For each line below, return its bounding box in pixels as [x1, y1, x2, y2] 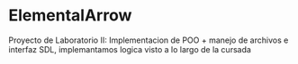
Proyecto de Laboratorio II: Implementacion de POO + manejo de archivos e [8, 35, 289, 45]
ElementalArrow [8, 5, 132, 26]
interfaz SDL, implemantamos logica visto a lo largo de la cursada [8, 44, 251, 54]
